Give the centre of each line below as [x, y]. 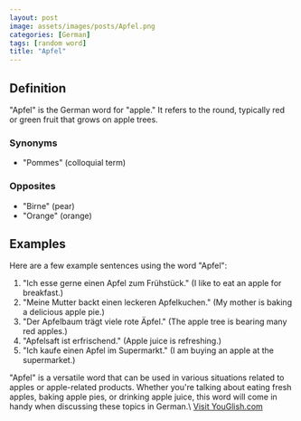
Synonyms [33, 143]
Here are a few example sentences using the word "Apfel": [118, 266]
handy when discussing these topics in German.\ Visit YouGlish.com [136, 407]
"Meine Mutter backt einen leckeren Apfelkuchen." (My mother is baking [157, 302]
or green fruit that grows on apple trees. [84, 120]
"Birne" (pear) [48, 206]
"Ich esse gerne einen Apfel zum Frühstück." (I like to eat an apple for [152, 283]
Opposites [33, 187]
